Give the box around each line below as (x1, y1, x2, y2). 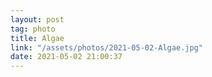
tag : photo (10, 24, 56, 34)
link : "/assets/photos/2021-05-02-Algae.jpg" (10, 42, 203, 53)
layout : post (10, 14, 65, 25)
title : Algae (10, 33, 65, 43)
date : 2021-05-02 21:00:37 (10, 52, 123, 62)
